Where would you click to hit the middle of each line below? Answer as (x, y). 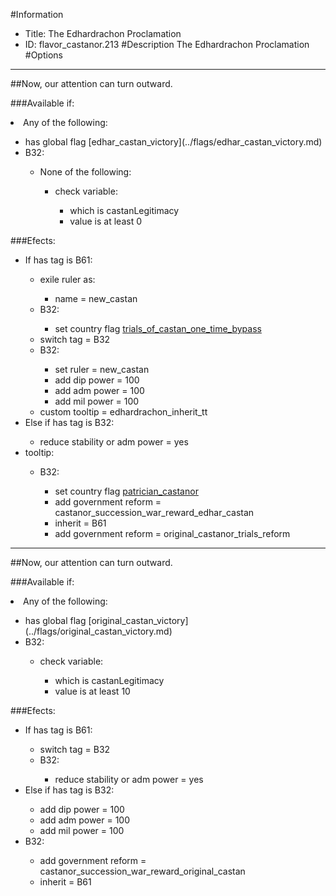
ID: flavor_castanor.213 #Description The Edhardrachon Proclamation (167, 44)
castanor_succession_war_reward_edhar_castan (154, 512)
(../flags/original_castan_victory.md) (98, 631)
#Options (43, 55)
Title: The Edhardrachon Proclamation (103, 33)
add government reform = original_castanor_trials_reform (172, 533)
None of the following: (85, 172)
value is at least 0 (106, 221)
